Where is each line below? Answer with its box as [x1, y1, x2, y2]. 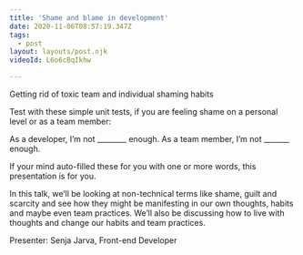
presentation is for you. [9, 170, 97, 181]
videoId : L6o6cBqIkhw [9, 56, 92, 65]
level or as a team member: [9, 116, 112, 127]
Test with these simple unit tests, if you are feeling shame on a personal [9, 107, 278, 117]
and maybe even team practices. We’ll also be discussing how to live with [9, 208, 285, 219]
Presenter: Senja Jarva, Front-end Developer [9, 235, 177, 246]
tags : [9, 30, 30, 39]
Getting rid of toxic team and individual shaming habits [9, 88, 214, 99]
